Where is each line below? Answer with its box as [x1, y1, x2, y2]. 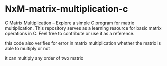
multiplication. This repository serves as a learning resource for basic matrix [5, 25, 162, 31]
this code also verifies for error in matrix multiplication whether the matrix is [5, 40, 161, 46]
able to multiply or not [5, 45, 50, 51]
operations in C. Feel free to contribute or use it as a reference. [5, 30, 135, 36]
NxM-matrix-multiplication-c [5, 3, 128, 15]
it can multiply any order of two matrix [5, 55, 84, 61]
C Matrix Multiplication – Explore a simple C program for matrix [5, 20, 135, 26]
